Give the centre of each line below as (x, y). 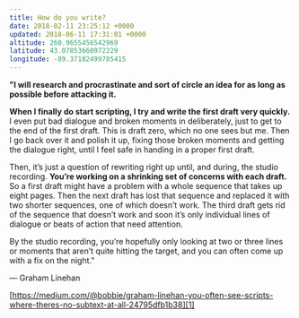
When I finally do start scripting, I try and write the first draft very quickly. (149, 112)
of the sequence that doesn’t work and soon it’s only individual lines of (140, 215)
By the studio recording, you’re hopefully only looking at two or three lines (146, 241)
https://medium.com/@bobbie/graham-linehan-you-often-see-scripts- (143, 295)
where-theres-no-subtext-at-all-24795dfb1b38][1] (102, 305)
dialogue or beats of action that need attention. (96, 224)
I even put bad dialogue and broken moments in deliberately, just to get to (145, 121)
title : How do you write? (57, 17)
